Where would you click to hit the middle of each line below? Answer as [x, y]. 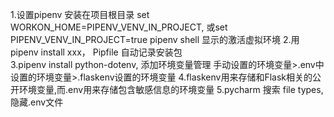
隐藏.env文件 [37, 102]
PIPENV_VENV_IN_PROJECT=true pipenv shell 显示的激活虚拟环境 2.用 [155, 39]
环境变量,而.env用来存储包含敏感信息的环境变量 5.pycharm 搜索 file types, [171, 89]
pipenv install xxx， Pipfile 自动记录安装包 [96, 52]
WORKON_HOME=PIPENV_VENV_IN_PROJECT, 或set [119, 27]
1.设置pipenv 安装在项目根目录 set [80, 14]
